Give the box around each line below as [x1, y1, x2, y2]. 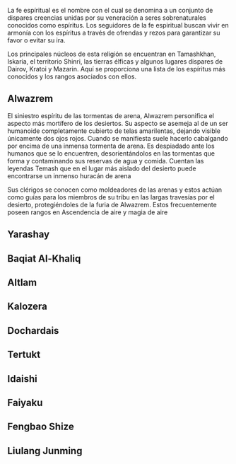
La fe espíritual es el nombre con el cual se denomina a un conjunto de [7, 6, 213, 14]
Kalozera [7, 301, 48, 313]
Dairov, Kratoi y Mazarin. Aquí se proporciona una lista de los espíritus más [7, 65, 226, 73]
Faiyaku [7, 396, 43, 409]
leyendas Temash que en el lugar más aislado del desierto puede [7, 164, 196, 173]
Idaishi [7, 373, 37, 385]
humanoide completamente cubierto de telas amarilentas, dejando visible [7, 127, 221, 135]
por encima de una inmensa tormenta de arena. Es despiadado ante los [7, 141, 215, 150]
